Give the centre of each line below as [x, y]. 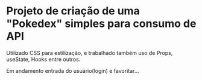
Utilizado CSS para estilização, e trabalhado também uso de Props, [90, 53]
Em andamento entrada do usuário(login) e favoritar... [73, 70]
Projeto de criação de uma [73, 11]
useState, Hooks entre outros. [43, 59]
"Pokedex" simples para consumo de [101, 24]
